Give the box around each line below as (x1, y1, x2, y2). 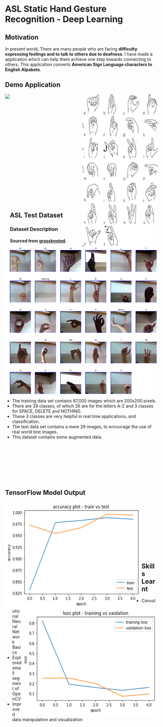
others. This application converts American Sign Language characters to (5, 62, 153, 67)
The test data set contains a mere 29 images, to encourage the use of (12, 423, 152, 429)
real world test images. (12, 429, 58, 435)
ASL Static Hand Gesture (5, 3, 107, 15)
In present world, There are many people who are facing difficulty (5, 46, 137, 52)
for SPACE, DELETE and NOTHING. (12, 408, 82, 414)
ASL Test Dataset (10, 211, 63, 219)
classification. (12, 418, 40, 424)
